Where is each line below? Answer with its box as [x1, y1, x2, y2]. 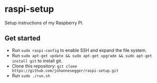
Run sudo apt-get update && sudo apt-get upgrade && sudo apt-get [11, 52, 152, 58]
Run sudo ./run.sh [11, 73, 51, 79]
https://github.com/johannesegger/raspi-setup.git [11, 68, 119, 73]
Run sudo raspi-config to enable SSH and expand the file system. [11, 47, 147, 53]
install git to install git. [11, 58, 63, 64]
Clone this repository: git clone [11, 63, 77, 69]
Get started [4, 34, 41, 42]
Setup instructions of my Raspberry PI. [4, 20, 84, 26]
